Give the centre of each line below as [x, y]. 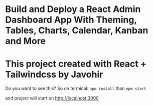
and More [26, 41]
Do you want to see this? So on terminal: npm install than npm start [76, 88]
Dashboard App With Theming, [71, 20]
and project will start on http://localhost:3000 [52, 98]
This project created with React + [76, 64]
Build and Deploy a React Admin [73, 9]
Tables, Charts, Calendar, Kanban [77, 30]
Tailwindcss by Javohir [54, 75]
